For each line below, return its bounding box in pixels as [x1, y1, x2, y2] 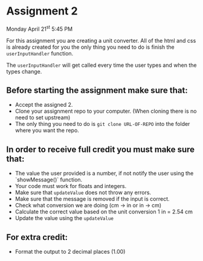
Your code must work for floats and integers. [14, 183, 127, 190]
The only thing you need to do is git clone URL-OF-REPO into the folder [14, 121, 190, 128]
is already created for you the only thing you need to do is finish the [6, 43, 175, 51]
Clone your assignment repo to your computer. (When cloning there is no [14, 107, 197, 115]
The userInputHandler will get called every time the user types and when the [6, 61, 198, 69]
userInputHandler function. [6, 49, 74, 57]
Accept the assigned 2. [14, 101, 73, 108]
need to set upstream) [14, 114, 71, 121]
